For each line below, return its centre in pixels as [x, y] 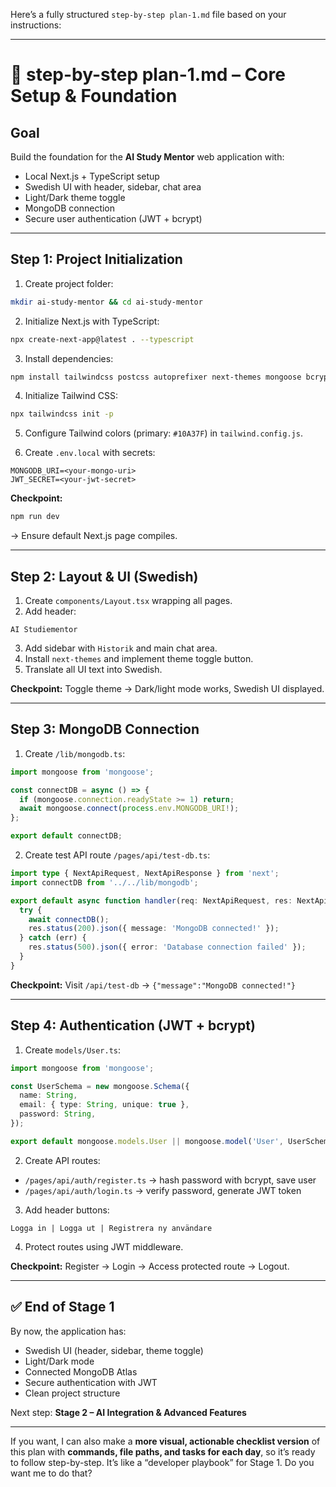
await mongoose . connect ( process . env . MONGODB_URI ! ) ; [129, 809]
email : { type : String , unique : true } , [104, 1105]
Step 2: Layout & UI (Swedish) [104, 576]
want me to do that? [51, 1473]
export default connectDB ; [66, 836]
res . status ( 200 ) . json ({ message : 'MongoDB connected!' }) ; [154, 929]
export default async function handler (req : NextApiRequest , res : [151, 900]
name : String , [48, 1095]
